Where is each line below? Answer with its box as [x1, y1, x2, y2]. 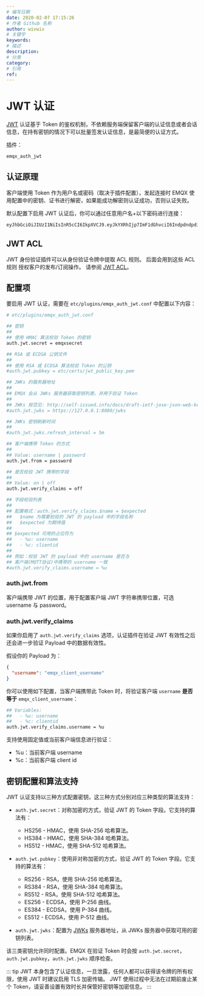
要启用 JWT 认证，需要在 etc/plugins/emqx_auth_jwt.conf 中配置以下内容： [6, 300, 196, 308]
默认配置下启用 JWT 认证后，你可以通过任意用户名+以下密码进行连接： [6, 210, 184, 217]
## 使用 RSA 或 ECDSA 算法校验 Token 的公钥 [6, 362, 112, 369]
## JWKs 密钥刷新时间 [6, 419, 56, 425]
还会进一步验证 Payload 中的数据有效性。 [6, 639, 109, 646]
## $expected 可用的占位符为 [6, 531, 74, 537]
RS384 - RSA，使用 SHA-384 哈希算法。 [24, 883, 126, 891]
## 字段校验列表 [6, 497, 42, 503]
